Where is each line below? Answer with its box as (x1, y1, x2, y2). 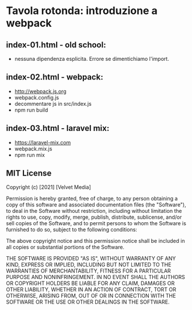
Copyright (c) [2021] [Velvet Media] (6, 184, 92, 191)
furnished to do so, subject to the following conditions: (6, 226, 137, 233)
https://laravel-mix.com (14, 139, 71, 146)
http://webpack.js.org (14, 88, 67, 95)
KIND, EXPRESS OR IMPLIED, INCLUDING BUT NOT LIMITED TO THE (6, 261, 172, 268)
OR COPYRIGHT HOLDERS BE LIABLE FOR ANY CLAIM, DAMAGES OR (6, 280, 175, 287)
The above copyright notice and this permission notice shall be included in (6, 237, 185, 244)
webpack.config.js (14, 94, 60, 101)
